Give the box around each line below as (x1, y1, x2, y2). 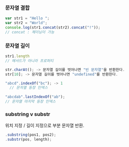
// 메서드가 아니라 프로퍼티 (5, 58, 54, 63)
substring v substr (5, 110, 50, 117)
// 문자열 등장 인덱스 (9, 85, 48, 90)
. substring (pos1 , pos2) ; (5, 132, 56, 138)
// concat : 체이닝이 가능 (5, 30, 54, 35)
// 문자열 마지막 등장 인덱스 (5, 99, 56, 104)
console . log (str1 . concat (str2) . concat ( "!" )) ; (5, 25, 100, 30)
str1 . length (5, 54, 30, 59)
